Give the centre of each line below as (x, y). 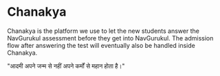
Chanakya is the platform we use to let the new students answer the (103, 31)
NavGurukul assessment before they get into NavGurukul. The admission (110, 38)
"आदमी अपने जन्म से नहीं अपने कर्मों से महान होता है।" (66, 66)
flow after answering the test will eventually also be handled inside (101, 45)
